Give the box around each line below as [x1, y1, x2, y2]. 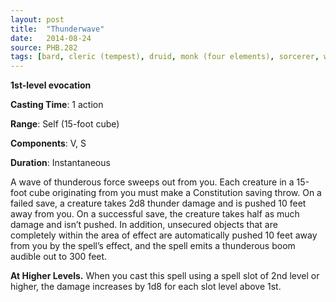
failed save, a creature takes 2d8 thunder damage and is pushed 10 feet [10, 197, 307, 210]
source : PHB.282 [10, 42, 78, 53]
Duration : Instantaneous [10, 157, 111, 169]
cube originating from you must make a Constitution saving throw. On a [29, 187, 322, 199]
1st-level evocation [10, 79, 92, 91]
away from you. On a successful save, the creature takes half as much [10, 208, 300, 220]
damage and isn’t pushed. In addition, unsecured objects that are [10, 219, 278, 231]
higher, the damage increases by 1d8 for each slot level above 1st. [10, 281, 282, 293]
